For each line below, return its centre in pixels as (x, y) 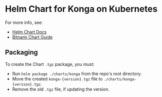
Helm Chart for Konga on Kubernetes (81, 9)
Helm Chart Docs (29, 32)
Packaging (21, 52)
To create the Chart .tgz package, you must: (50, 64)
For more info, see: (24, 22)
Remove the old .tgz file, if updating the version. (61, 89)
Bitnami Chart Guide (32, 37)
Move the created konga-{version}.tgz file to (57, 78)
